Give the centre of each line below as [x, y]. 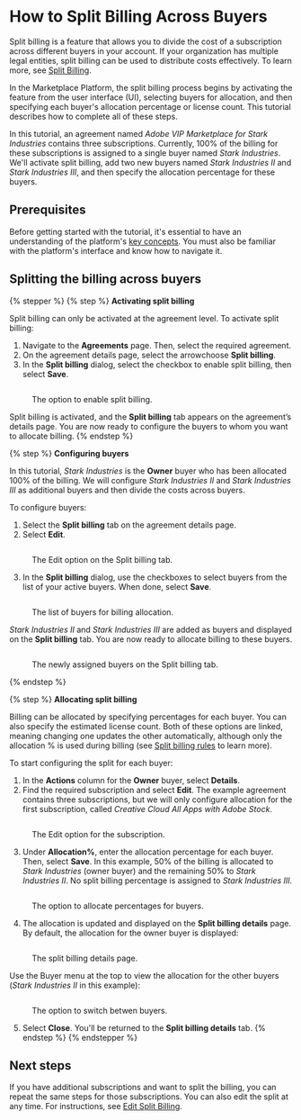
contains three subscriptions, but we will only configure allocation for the [157, 799]
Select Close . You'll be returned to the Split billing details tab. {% [144, 1027]
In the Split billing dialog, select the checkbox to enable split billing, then [157, 364]
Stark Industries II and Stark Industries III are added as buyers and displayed [150, 629]
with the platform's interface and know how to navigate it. [116, 250]
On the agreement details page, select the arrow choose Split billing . [149, 355]
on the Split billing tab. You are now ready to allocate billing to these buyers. [151, 639]
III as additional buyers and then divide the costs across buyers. [127, 490]
